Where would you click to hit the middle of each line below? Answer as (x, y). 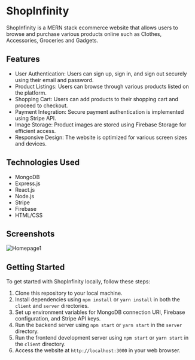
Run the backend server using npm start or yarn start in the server (98, 325)
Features (23, 59)
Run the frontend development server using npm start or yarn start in (102, 338)
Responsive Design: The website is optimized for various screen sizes (101, 137)
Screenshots (31, 234)
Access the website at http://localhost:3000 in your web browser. (97, 350)
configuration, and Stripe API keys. (58, 319)
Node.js (25, 196)
